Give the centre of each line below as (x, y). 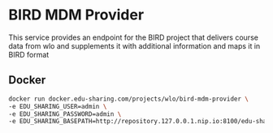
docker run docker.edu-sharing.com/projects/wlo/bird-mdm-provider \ (129, 99)
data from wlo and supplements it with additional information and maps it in (134, 45)
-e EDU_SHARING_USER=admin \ (58, 106)
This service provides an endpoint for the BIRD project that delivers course (133, 37)
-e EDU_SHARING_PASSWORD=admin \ (65, 114)
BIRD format (29, 54)
